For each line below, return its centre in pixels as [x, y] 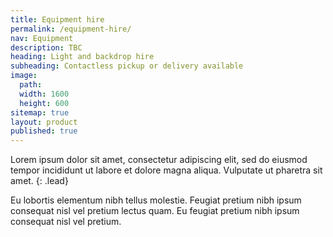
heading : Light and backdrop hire [82, 57]
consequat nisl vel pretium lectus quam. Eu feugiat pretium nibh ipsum [155, 211]
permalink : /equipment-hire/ [71, 29]
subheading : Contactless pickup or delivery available [127, 66]
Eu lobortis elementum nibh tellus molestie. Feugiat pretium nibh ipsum [156, 200]
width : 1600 [44, 94]
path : [31, 85]
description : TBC [46, 47]
